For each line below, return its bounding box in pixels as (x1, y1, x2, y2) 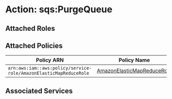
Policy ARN (35, 56, 64, 64)
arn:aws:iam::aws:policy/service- (8, 65, 92, 71)
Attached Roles (5, 24, 55, 33)
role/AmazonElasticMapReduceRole (8, 70, 90, 76)
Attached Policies (5, 41, 63, 50)
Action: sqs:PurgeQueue (5, 4, 113, 15)
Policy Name (118, 56, 150, 64)
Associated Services (5, 86, 73, 95)
